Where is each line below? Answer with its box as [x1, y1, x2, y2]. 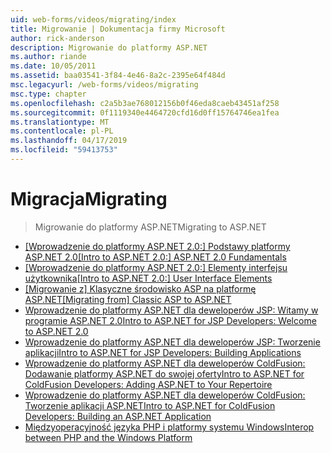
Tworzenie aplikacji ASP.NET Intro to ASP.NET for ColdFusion [24, 399, 276, 411]
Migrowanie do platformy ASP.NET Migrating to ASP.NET [34, 221, 267, 233]
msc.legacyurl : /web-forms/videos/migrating [10, 80, 199, 90]
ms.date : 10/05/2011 [10, 61, 97, 71]
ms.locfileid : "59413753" [10, 145, 118, 155]
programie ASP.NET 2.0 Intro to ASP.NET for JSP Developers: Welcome [24, 314, 317, 326]
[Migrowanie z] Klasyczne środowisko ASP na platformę [24, 282, 257, 295]
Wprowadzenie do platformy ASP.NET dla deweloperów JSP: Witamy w [24, 304, 319, 316]
